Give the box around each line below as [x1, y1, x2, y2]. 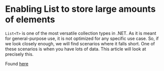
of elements [5, 14, 55, 25]
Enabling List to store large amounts [5, 3, 156, 15]
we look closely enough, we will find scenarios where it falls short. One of [5, 40, 155, 46]
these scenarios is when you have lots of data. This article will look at [5, 46, 147, 52]
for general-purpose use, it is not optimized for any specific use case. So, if [5, 35, 159, 41]
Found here [5, 61, 29, 67]
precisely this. [5, 51, 34, 57]
